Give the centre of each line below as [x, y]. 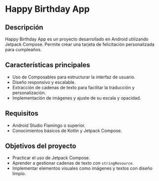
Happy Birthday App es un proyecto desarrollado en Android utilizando [77, 39]
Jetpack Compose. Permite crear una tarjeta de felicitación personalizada [80, 44]
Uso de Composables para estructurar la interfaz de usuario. [74, 77]
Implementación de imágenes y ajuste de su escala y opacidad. [77, 98]
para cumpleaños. [23, 50]
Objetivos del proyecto [41, 146]
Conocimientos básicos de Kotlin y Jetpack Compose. [67, 130]
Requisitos [22, 114]
